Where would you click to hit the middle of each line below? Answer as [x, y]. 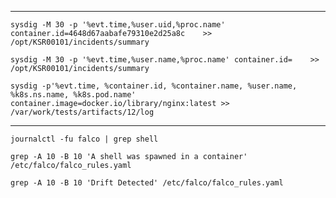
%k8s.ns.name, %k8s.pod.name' [73, 95]
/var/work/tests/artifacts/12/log [82, 112]
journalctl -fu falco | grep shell [84, 139]
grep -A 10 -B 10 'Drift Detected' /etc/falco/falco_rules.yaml [147, 183]
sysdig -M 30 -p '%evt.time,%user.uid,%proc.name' [118, 25]
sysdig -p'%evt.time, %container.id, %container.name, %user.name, [154, 86]
